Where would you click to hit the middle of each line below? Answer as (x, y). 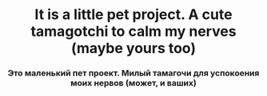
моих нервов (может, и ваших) (133, 83)
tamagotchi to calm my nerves (133, 31)
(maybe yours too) (133, 48)
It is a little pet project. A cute (133, 15)
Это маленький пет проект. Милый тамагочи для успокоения (133, 73)
